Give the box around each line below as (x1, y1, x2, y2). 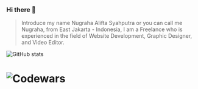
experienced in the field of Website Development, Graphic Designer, (21, 32, 193, 40)
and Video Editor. (21, 39, 65, 46)
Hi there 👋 (6, 5, 37, 14)
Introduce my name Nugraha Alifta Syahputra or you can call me (21, 20, 183, 27)
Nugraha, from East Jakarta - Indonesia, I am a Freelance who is (21, 26, 183, 33)
